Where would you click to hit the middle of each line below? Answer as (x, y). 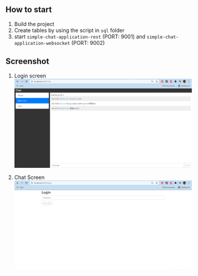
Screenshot (27, 61)
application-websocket (42, 43)
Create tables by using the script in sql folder (69, 30)
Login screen (30, 76)
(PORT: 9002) (88, 43)
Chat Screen (29, 177)
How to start (29, 10)
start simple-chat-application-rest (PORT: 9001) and (80, 36)
